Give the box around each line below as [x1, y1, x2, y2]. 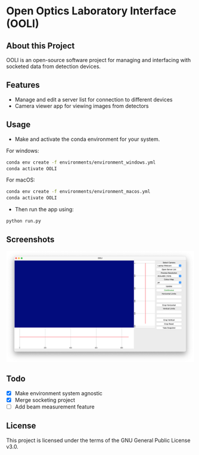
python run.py [6, 218, 42, 225]
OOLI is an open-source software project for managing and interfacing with [6, 57, 191, 63]
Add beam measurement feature [14, 403, 95, 410]
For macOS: [6, 176, 36, 183]
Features [6, 80, 40, 90]
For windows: [6, 147, 40, 154]
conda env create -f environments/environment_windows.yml [6, 159, 156, 165]
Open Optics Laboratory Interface [6, 4, 177, 18]
